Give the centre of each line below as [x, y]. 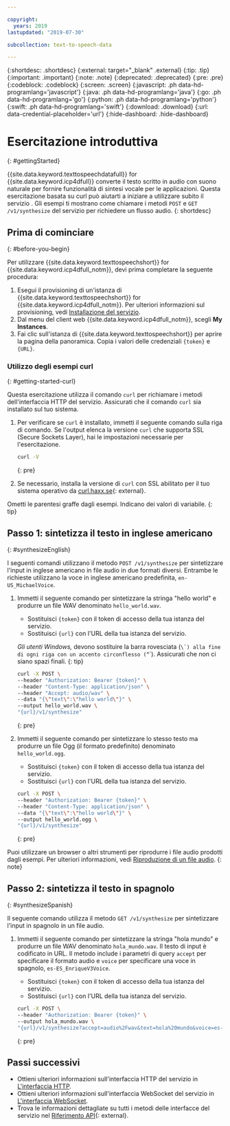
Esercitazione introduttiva [83, 142]
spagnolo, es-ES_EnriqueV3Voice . [64, 968]
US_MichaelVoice [30, 585]
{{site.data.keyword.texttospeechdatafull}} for [72, 174]
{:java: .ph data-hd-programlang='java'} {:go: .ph [152, 92]
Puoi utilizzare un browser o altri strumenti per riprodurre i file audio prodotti [115, 852]
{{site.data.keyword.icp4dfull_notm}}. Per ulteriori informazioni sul [111, 305]
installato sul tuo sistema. [43, 409]
